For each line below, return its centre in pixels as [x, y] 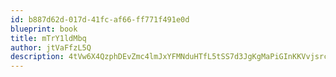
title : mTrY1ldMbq [48, 38]
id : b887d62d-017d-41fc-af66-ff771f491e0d [100, 19]
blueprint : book [44, 29]
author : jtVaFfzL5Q [51, 47]
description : [37, 57]
